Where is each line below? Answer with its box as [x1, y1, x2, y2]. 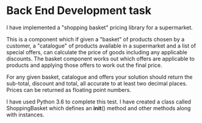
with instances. [6, 111, 45, 118]
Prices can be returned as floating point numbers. [6, 86, 131, 93]
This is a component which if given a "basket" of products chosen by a [6, 35, 185, 43]
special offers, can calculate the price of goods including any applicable [6, 48, 187, 55]
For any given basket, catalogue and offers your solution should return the [6, 73, 193, 80]
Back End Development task [6, 4, 151, 18]
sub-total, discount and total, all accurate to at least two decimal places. [6, 80, 187, 87]
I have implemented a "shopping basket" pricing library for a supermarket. [6, 24, 193, 31]
